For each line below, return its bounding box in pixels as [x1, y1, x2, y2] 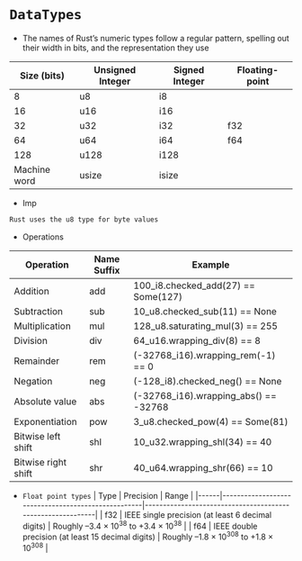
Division [13, 334, 48, 347]
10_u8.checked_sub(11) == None [133, 304, 277, 317]
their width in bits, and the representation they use [22, 42, 209, 53]
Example [191, 258, 230, 271]
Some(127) [133, 290, 182, 303]
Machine [13, 163, 51, 176]
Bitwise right [13, 456, 67, 468]
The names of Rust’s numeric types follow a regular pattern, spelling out [22, 32, 289, 43]
